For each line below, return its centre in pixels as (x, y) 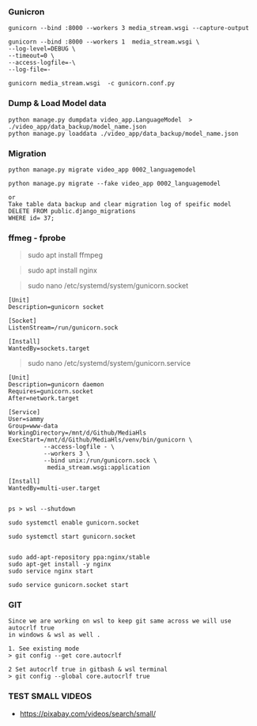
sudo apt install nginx (62, 270)
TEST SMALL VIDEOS (50, 696)
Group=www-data (33, 426)
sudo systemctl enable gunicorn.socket (74, 523)
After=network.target (44, 399)
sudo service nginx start (51, 571)
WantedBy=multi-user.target (55, 488)
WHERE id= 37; (32, 218)
